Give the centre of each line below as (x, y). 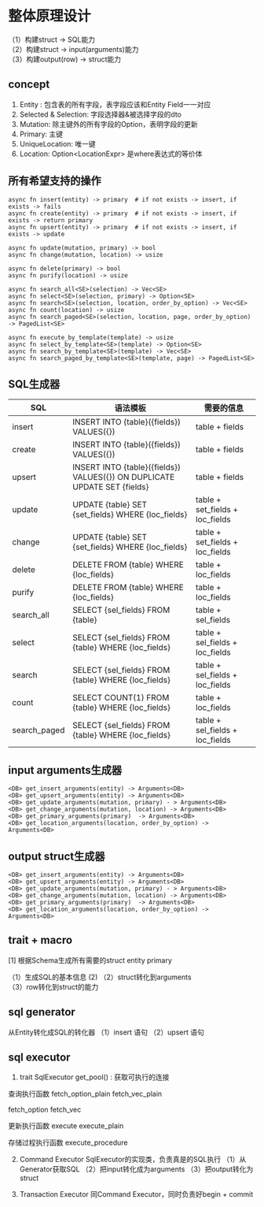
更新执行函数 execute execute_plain (66, 1126)
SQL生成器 (34, 384)
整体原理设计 (50, 16)
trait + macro (40, 940)
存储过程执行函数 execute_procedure (68, 1142)
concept (29, 85)
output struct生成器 (57, 856)
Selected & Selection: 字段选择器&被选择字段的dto (101, 114)
